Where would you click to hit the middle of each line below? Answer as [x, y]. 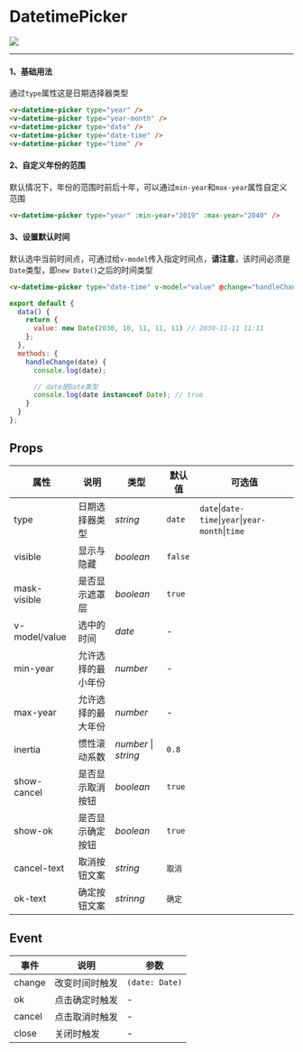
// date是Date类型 [66, 387]
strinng [130, 898]
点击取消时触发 [87, 1017]
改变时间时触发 [87, 983]
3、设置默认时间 [40, 237]
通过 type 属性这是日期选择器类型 [69, 93]
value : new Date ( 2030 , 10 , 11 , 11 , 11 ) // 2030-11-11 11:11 [148, 328]
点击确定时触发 [87, 1000]
